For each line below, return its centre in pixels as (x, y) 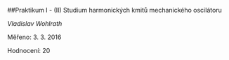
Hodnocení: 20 (29, 51)
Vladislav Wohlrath (35, 23)
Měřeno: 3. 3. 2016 (34, 37)
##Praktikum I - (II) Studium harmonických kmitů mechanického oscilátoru (115, 10)
